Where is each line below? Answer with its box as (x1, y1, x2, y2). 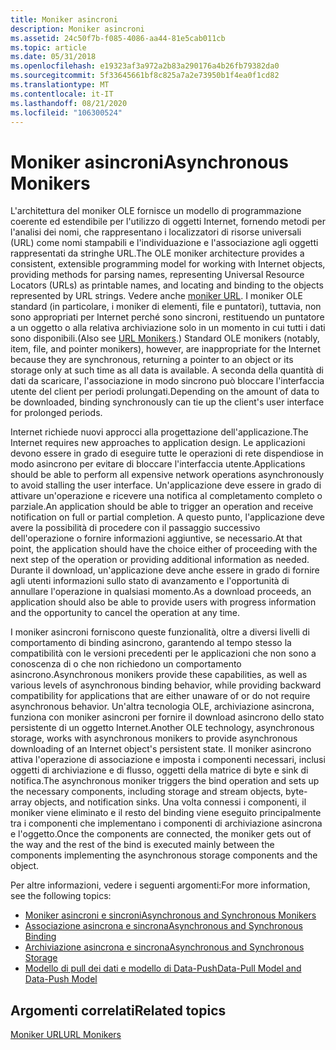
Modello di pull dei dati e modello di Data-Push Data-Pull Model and (24, 962, 302, 975)
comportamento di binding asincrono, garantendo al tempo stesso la (10, 637, 292, 649)
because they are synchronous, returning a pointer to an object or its (10, 354, 294, 366)
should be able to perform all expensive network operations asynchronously (10, 469, 325, 481)
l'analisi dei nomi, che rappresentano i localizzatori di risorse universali (10, 226, 302, 238)
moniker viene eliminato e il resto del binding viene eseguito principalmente (10, 807, 322, 819)
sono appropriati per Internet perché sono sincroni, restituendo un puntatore (10, 311, 325, 323)
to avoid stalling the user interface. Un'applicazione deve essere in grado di (10, 479, 322, 491)
